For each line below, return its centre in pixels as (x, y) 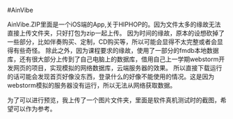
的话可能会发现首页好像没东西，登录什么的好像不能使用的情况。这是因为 (111, 77)
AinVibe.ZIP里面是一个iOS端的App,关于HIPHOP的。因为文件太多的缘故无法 (114, 24)
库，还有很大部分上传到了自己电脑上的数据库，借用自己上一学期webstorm (113, 59)
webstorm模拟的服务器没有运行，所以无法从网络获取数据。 (91, 85)
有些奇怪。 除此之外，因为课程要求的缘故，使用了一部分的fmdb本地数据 (116, 50)
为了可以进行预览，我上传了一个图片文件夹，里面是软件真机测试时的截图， (114, 100)
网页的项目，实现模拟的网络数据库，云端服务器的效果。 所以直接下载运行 (118, 68)
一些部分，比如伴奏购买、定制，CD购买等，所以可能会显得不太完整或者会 (112, 42)
